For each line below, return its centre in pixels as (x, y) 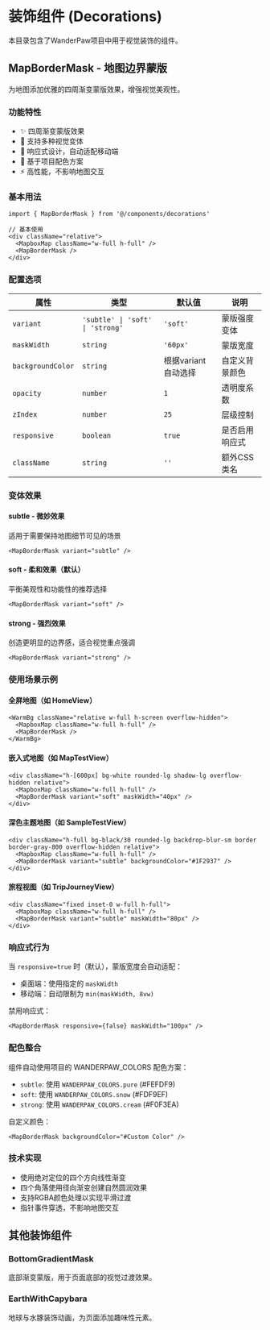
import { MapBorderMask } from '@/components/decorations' (109, 214)
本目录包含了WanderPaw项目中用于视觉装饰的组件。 (95, 40)
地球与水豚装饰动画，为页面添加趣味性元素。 (82, 1317)
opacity (27, 393)
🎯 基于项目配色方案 (51, 161)
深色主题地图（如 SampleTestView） (70, 822)
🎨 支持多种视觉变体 (51, 141)
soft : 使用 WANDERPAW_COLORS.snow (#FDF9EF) (94, 1094)
